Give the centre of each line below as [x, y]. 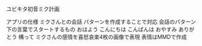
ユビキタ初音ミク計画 [33, 9]
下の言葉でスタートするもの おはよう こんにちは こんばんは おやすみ [92, 29]
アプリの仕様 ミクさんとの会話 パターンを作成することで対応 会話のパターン [101, 22]
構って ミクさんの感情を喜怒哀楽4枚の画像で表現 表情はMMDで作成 [102, 37]
